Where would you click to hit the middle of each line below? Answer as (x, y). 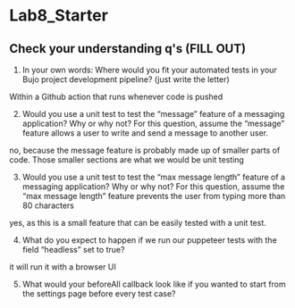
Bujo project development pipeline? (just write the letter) (126, 79)
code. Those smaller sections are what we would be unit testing (126, 160)
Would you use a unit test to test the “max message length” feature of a (154, 177)
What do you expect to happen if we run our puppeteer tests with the (149, 240)
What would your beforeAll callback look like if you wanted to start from (154, 284)
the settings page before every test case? (99, 294)
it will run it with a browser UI (63, 267)
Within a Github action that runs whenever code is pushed (116, 96)
